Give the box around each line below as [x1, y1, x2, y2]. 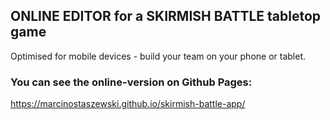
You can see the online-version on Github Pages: [10, 75, 253, 89]
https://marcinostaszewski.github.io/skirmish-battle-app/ [10, 98, 246, 110]
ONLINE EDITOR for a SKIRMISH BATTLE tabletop [10, 8, 322, 25]
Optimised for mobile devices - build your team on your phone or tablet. [10, 50, 307, 62]
